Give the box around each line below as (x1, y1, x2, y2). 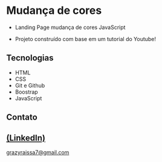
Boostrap (15, 88, 38, 96)
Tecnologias (6, 53, 54, 63)
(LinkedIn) (6, 132, 45, 143)
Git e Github (15, 82, 45, 89)
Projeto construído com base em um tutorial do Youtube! (15, 35, 156, 42)
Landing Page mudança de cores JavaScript (15, 24, 126, 31)
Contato (6, 112, 37, 123)
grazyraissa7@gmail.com (6, 149, 70, 156)
